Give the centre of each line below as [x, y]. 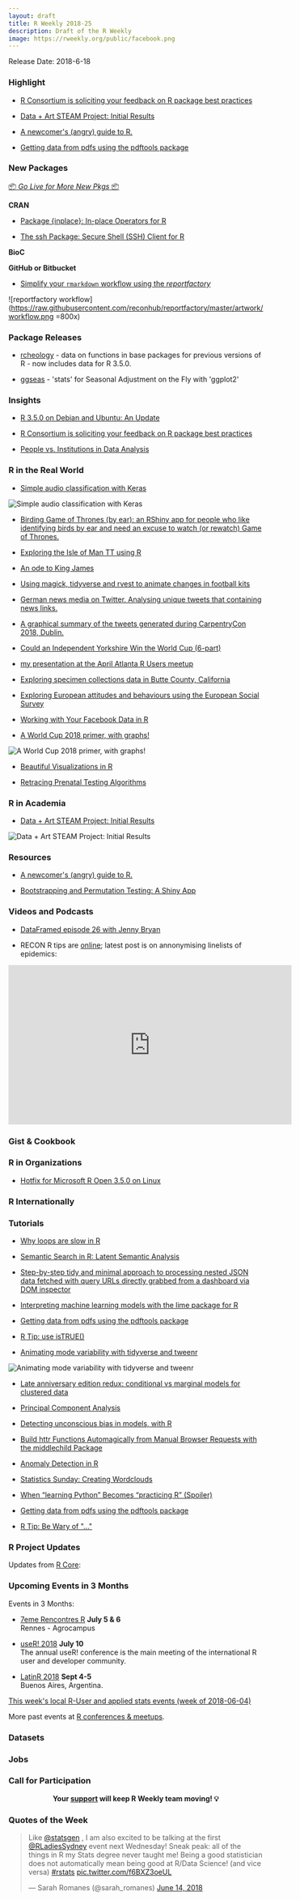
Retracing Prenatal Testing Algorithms [83, 782]
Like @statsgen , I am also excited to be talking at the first [124, 1838]
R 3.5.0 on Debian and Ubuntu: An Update [90, 418]
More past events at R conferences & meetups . [87, 1716]
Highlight [27, 83]
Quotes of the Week [48, 1820]
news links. [39, 607]
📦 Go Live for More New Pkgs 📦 [64, 186]
